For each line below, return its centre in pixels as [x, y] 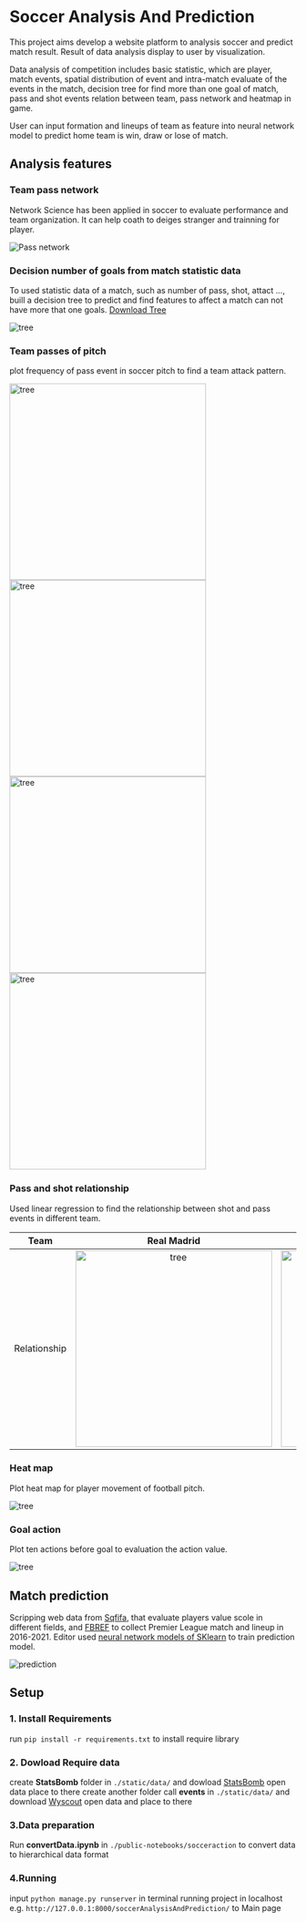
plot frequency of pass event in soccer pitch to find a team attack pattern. [148, 371]
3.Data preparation [52, 1824]
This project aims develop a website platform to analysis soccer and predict [151, 42]
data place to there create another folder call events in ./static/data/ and [150, 1792]
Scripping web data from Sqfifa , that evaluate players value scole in [136, 1617]
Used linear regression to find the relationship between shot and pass [140, 1208]
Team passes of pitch [58, 351]
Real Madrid [174, 1240]
